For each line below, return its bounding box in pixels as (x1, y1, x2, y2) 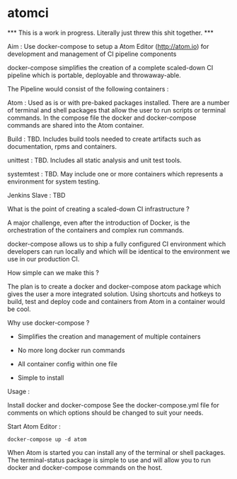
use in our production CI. (7, 254, 80, 263)
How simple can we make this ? (7, 268, 99, 277)
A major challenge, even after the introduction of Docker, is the (7, 218, 190, 227)
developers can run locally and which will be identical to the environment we (7, 247, 231, 256)
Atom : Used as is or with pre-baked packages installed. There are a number (7, 98, 230, 107)
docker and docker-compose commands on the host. (7, 463, 163, 472)
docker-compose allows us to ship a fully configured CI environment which (7, 239, 226, 248)
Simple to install (17, 373, 64, 382)
